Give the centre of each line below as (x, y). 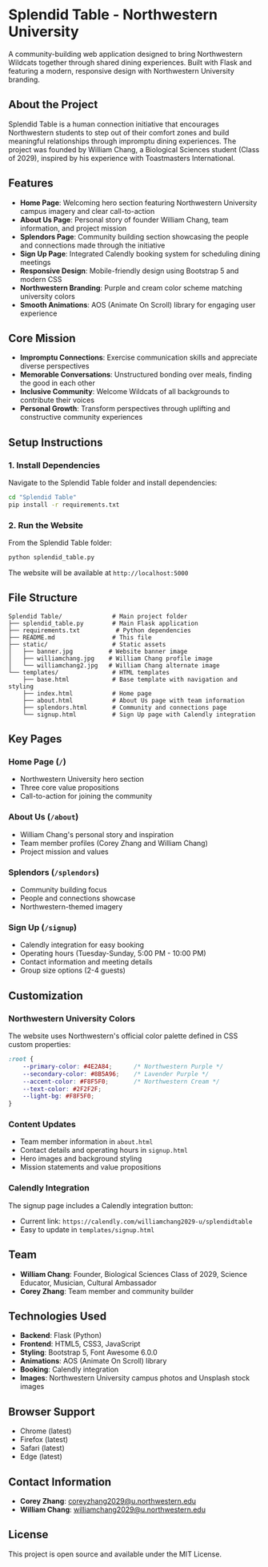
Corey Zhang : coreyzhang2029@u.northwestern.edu (108, 1501)
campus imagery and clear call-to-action (87, 211)
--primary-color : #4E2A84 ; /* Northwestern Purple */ (123, 1066)
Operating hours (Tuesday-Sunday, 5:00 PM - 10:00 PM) (113, 953)
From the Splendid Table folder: (60, 543)
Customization (46, 995)
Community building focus (63, 890)
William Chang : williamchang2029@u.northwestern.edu (113, 1510)
